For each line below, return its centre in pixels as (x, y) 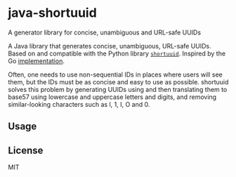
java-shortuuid (52, 13)
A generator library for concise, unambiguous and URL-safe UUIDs (105, 32)
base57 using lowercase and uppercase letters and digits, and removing (112, 97)
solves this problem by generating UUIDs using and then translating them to (118, 89)
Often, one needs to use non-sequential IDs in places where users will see (116, 74)
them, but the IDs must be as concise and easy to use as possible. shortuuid (118, 81)
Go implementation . (37, 60)
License (26, 150)
